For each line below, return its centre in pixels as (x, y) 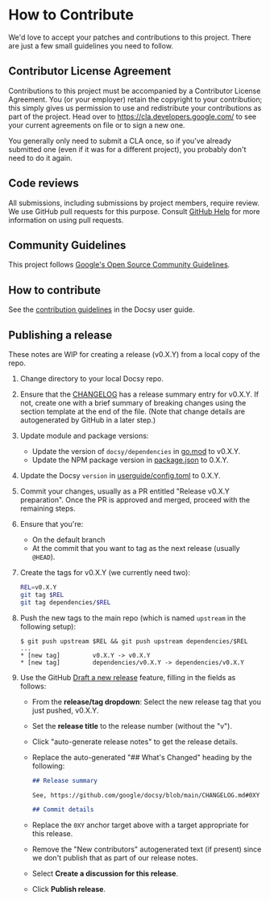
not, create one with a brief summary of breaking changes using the (133, 403)
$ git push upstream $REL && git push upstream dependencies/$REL (134, 641)
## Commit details (63, 810)
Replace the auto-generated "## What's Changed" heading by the (142, 757)
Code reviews (44, 183)
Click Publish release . (69, 889)
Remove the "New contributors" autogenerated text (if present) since (147, 849)
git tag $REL (42, 595)
